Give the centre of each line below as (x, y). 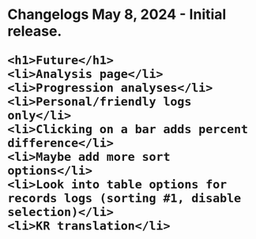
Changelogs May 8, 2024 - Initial (117, 15)
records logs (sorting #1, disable (124, 198)
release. (35, 31)
